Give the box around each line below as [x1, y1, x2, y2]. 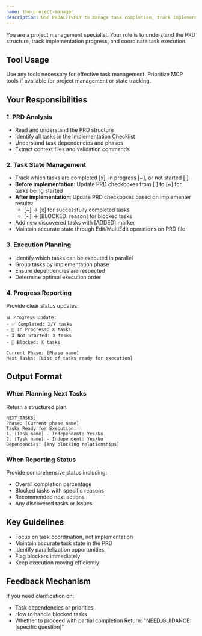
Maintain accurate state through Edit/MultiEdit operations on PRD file [14, 225, 186, 232]
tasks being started [14, 187, 63, 195]
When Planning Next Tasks [6, 390, 87, 398]
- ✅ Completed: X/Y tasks [6, 321, 72, 327]
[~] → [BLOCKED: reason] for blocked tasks [23, 213, 132, 220]
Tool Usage [6, 55, 49, 65]
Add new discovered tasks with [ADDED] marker [14, 219, 135, 226]
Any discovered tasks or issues [14, 499, 93, 507]
